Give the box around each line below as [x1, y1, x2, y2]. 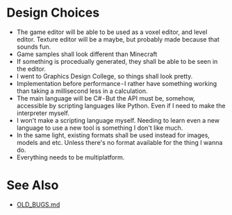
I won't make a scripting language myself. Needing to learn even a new [16, 116, 220, 124]
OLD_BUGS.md [16, 200, 60, 209]
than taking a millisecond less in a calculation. [16, 87, 148, 95]
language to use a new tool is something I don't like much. [16, 123, 183, 132]
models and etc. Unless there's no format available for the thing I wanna [16, 138, 223, 146]
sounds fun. [16, 42, 51, 51]
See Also [6, 178, 59, 193]
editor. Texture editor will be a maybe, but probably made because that [16, 35, 219, 43]
